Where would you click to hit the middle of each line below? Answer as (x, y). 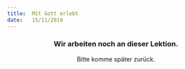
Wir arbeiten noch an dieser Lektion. (116, 44)
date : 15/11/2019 (35, 20)
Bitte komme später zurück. (116, 59)
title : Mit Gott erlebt (43, 13)
